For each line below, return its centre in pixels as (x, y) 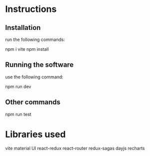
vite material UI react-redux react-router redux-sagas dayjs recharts (75, 148)
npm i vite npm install (27, 49)
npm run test (18, 114)
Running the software (39, 65)
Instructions (31, 9)
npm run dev (18, 86)
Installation (23, 28)
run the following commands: (35, 39)
